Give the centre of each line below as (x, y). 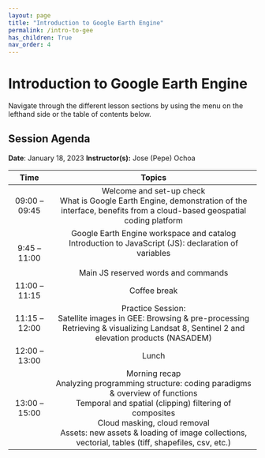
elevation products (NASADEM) (153, 338)
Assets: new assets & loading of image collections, (154, 433)
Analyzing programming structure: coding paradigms (154, 383)
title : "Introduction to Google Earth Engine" (86, 23)
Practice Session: (153, 308)
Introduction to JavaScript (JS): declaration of (154, 243)
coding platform (154, 220)
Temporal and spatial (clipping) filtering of (154, 403)
